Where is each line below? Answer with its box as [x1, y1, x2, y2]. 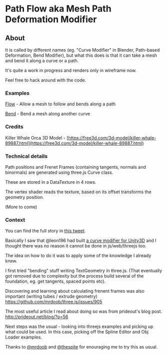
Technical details [5, 153, 48, 160]
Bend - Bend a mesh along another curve [5, 111, 90, 117]
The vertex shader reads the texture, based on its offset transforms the [5, 189, 151, 195]
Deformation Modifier [5, 14, 97, 25]
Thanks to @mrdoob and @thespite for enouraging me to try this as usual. [5, 344, 158, 350]
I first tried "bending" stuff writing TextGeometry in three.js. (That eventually [5, 268, 162, 274]
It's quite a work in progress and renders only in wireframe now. [5, 67, 137, 73]
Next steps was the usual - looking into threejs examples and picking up [5, 323, 153, 329]
